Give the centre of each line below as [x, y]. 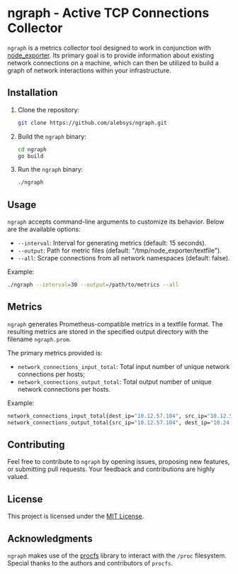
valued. [18, 477]
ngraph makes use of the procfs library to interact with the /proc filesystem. [117, 556]
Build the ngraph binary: [52, 136]
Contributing [36, 445]
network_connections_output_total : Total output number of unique [114, 382]
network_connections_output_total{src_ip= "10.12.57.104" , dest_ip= [109, 423]
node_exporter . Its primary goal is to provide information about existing [111, 55]
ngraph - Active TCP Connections [108, 13]
